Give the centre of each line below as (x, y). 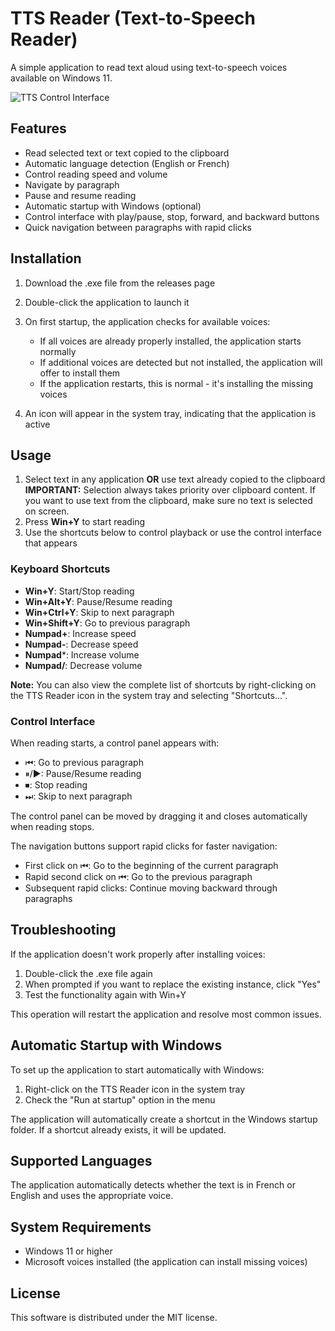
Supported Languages (81, 1160)
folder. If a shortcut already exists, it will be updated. (118, 1129)
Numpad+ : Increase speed (80, 633)
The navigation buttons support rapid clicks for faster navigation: (144, 846)
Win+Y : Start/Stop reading (79, 591)
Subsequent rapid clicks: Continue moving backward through (151, 888)
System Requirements (81, 1227)
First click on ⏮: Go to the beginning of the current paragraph (151, 865)
